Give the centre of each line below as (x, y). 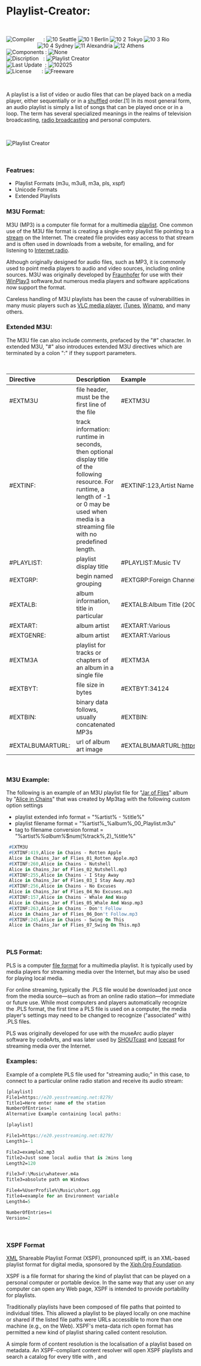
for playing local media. (35, 978)
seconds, (89, 444)
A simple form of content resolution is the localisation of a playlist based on (99, 1344)
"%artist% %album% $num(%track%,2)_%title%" (75, 836)
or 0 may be (93, 504)
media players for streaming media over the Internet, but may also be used (98, 971)
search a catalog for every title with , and (57, 1356)
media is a (91, 519)
